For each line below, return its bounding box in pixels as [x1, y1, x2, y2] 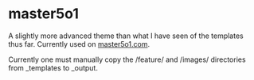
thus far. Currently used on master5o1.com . [8, 39, 150, 48]
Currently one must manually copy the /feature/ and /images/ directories [8, 55, 246, 64]
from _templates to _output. [8, 63, 98, 72]
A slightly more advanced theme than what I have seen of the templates [8, 31, 244, 40]
